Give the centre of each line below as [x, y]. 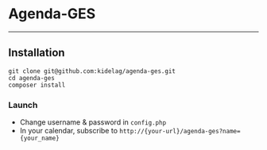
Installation [37, 53]
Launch [23, 105]
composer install [37, 85]
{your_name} [39, 138]
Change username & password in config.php [93, 122]
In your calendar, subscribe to [68, 131]
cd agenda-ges [32, 78]
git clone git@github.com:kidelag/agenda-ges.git [92, 71]
